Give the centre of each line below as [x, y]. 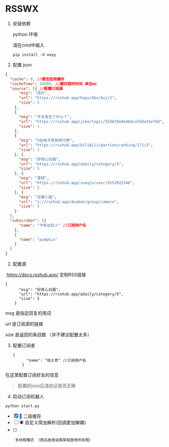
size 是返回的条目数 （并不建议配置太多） [49, 335]
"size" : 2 [29, 150]
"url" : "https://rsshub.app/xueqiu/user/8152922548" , [77, 183]
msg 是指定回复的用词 [28, 313]
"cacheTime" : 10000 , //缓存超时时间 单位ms [54, 84]
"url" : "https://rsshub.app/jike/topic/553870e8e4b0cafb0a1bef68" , [92, 122]
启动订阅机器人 [28, 397]
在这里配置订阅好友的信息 [32, 375]
